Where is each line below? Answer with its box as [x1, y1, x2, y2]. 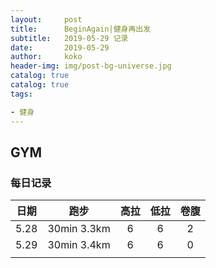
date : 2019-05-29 [10, 42, 110, 53]
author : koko [10, 52, 83, 62]
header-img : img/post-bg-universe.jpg [10, 61, 172, 71]
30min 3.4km [47, 238, 111, 252]
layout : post [10, 14, 83, 25]
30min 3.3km [47, 222, 111, 236]
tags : [10, 89, 33, 99]
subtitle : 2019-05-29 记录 [10, 33, 129, 43]
